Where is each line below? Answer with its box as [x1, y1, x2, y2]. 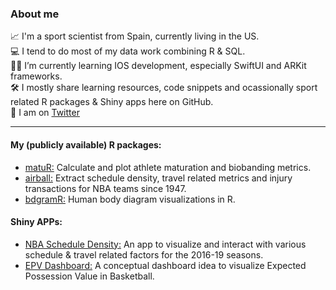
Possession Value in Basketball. [24, 270, 155, 282]
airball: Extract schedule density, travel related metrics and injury [24, 172, 293, 184]
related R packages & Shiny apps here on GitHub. [10, 96, 214, 108]
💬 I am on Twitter [10, 107, 80, 119]
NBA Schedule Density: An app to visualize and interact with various [24, 238, 307, 250]
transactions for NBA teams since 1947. [24, 182, 187, 194]
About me [10, 7, 60, 21]
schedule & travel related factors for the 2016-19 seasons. [24, 248, 264, 261]
